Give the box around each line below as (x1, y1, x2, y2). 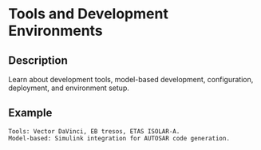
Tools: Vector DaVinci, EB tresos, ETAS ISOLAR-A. (8, 127, 180, 136)
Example (8, 106, 53, 120)
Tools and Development (8, 5, 169, 23)
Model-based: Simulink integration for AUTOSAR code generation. (8, 134, 230, 142)
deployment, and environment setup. (8, 83, 129, 93)
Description (8, 53, 68, 67)
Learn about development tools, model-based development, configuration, (8, 75, 254, 84)
